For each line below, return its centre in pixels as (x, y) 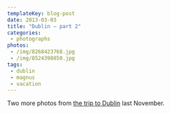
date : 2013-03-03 (32, 20)
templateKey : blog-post (41, 13)
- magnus (23, 77)
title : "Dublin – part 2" (44, 26)
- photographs (30, 39)
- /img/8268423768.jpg (43, 52)
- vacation (25, 84)
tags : (15, 65)
